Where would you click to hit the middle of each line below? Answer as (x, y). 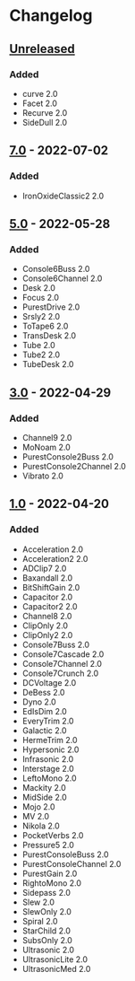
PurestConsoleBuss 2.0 (65, 854)
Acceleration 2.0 (52, 549)
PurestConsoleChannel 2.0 (72, 863)
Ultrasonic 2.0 (48, 950)
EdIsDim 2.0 (44, 711)
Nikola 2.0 (41, 826)
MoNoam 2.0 (46, 447)
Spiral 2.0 (40, 921)
